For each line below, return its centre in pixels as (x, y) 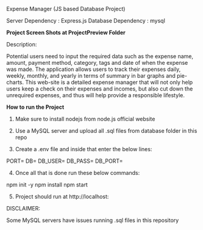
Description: (22, 44)
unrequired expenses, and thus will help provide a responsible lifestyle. (95, 95)
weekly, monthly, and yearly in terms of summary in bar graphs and (91, 76)
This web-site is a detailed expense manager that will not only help (109, 82)
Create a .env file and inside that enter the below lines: (84, 149)
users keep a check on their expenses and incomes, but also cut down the (100, 89)
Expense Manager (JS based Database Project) (66, 9)
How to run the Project (35, 107)
